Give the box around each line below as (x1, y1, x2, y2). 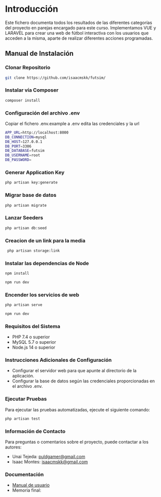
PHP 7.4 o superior (12, 334, 50, 340)
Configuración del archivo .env (5, 109, 80, 116)
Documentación (5, 471, 44, 478)
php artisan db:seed (5, 225, 47, 231)
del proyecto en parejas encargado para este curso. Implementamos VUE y (5, 24, 156, 30)
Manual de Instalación (5, 49, 74, 58)
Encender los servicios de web (5, 291, 80, 298)
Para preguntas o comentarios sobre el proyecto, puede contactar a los (5, 439, 149, 445)
